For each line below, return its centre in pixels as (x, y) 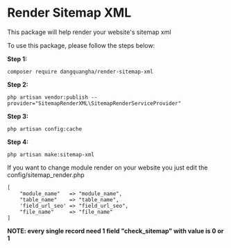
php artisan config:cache (44, 129)
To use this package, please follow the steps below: (81, 45)
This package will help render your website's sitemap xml (89, 32)
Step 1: (17, 59)
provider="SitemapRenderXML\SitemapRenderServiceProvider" (94, 103)
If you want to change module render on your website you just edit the (108, 167)
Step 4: (18, 142)
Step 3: (18, 116)
